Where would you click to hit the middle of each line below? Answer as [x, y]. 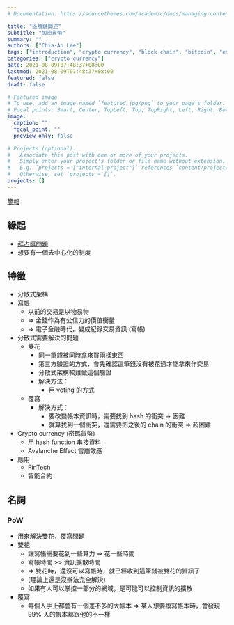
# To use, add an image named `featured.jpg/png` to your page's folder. [117, 104]
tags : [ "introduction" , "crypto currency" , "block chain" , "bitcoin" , [112, 52]
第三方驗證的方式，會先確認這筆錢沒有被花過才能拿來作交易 [124, 364]
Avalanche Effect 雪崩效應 [65, 451]
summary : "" [24, 39]
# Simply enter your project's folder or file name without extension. [117, 161]
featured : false [31, 78]
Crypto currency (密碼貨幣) [56, 434]
